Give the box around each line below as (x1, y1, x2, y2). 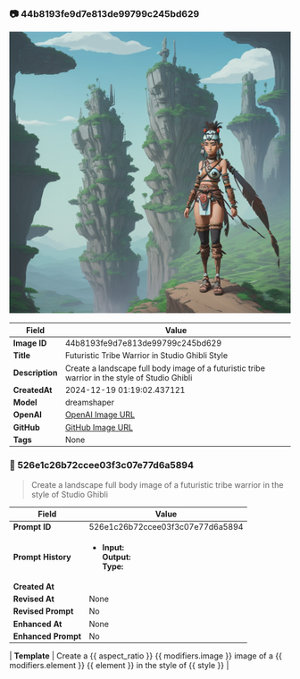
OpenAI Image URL (65, 409, 136, 420)
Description (12, 367, 58, 378)
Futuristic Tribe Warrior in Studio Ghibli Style (65, 350, 229, 361)
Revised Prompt (12, 606, 74, 616)
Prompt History (12, 551, 71, 562)
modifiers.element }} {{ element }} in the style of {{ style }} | (9, 660, 229, 671)
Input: (102, 541, 125, 552)
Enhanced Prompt (12, 631, 82, 641)
